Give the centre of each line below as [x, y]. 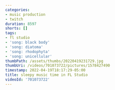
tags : [11, 33]
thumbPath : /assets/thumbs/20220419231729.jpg [54, 61]
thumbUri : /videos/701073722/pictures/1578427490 [58, 65]
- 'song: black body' [28, 42]
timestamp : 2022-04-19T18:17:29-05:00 [45, 70]
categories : [17, 10]
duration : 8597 [21, 24]
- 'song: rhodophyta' [28, 51]
